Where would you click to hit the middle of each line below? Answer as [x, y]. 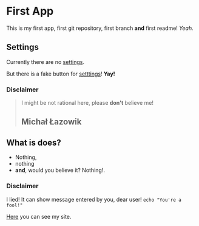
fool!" [15, 205]
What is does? [34, 142]
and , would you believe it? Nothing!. [60, 170]
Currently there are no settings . [46, 62]
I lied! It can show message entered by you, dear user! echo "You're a [94, 199]
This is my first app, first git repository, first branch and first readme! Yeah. [100, 28]
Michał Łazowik [51, 122]
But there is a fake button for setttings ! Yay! [61, 74]
